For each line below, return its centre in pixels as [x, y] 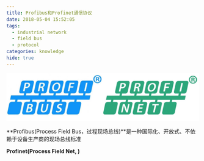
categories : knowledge [35, 52]
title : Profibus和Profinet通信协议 [49, 13]
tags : [13, 26]
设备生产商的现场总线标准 [49, 139]
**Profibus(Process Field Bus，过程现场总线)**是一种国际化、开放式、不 [98, 131]
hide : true [20, 58]
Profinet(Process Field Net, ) [43, 151]
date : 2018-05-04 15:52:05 [41, 19]
